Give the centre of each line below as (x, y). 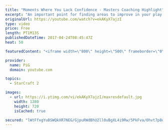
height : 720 (26, 106)
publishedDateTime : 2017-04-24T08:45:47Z (49, 38)
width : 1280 (26, 101)
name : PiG (20, 65)
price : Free (17, 28)
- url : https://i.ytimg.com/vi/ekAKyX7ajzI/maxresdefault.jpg (76, 97)
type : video (17, 24)
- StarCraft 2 (24, 83)
